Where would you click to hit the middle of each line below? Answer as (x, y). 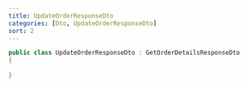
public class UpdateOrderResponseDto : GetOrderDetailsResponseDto (124, 53)
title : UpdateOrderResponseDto (61, 16)
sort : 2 (21, 31)
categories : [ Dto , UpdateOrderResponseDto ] (83, 23)
